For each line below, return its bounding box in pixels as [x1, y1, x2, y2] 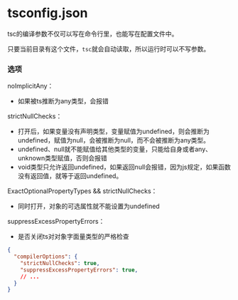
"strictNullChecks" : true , [20, 259, 100, 267]
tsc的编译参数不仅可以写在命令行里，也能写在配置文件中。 [7, 29, 178, 38]
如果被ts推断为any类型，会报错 [17, 97, 109, 105]
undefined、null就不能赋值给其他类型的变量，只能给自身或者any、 [17, 145, 212, 154]
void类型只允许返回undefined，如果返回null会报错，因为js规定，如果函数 [17, 162, 231, 172]
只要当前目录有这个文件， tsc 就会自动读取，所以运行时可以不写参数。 [7, 44, 210, 53]
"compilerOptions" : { [13, 253, 78, 261]
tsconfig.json [7, 5, 88, 21]
